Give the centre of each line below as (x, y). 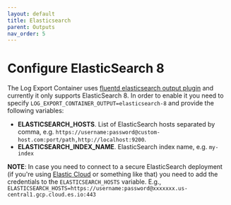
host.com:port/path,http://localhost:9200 (81, 140)
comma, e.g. (36, 132)
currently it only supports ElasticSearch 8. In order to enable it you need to (115, 95)
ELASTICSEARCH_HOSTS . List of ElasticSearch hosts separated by (116, 124)
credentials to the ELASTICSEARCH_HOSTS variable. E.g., (84, 182)
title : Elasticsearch (39, 20)
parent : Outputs (31, 27)
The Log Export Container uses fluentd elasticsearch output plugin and (111, 88)
